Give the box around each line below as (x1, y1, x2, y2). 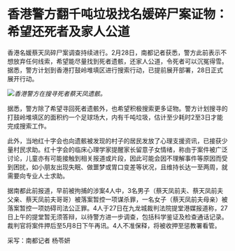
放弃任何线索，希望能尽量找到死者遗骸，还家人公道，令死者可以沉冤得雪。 (13, 57, 228, 65)
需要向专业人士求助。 (7, 171, 69, 180)
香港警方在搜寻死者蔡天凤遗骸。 (14, 89, 106, 98)
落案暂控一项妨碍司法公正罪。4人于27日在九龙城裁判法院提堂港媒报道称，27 (7, 203, 228, 212)
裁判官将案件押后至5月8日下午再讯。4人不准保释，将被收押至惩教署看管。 (7, 221, 222, 229)
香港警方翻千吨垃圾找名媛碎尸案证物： (7, 6, 229, 22)
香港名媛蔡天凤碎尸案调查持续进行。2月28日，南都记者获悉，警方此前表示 (7, 48, 221, 57)
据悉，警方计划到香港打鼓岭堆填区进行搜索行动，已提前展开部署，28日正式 (7, 66, 224, 74)
